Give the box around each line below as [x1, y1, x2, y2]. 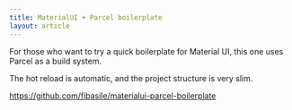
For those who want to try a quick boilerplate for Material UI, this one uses [9, 46, 284, 56]
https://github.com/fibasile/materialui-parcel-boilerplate [9, 90, 217, 101]
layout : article [9, 21, 70, 30]
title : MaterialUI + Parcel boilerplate [9, 13, 164, 22]
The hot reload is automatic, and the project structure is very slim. [9, 72, 253, 83]
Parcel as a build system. [9, 55, 102, 66]
